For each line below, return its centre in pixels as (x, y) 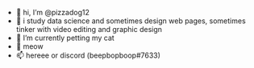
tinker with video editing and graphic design (89, 29)
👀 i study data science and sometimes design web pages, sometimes (131, 21)
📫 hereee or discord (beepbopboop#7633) (88, 55)
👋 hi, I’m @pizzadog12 (53, 12)
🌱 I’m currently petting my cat (65, 38)
